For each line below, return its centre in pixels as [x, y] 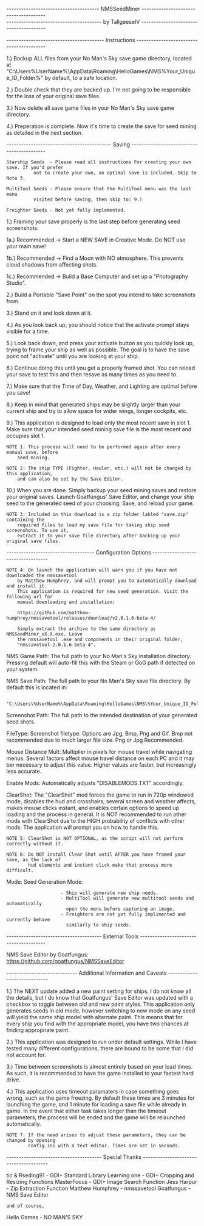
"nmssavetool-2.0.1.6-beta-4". [57, 645]
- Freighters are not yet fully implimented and [123, 914]
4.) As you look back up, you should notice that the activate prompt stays [98, 325]
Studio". [16, 283]
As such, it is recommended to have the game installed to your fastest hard [100, 1073]
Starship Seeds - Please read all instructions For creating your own [99, 162]
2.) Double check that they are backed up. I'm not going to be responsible [99, 90]
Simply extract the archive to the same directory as [87, 629]
